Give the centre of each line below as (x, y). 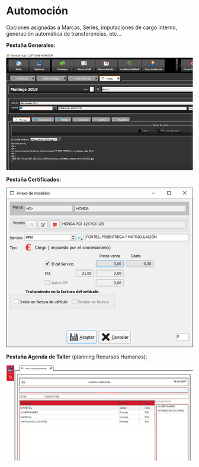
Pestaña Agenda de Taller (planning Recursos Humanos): (77, 357)
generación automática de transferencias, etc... (64, 33)
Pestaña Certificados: (34, 180)
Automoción (37, 11)
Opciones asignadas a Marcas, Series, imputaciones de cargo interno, (92, 27)
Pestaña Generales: (31, 45)
